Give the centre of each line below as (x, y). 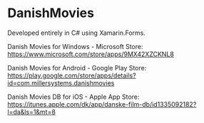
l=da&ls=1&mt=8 (31, 112)
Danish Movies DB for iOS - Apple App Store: (73, 97)
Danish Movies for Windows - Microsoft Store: (75, 46)
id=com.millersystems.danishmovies (61, 82)
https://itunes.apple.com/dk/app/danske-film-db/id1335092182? (102, 104)
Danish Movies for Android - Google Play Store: (77, 68)
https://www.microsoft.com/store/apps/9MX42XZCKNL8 (91, 54)
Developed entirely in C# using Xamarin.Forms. (77, 33)
